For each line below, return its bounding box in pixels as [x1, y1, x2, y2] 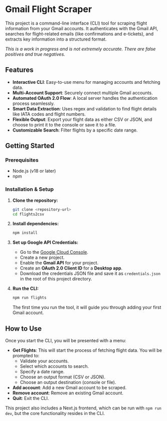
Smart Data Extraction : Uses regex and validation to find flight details [12, 105, 157, 111]
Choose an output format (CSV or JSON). [20, 374, 106, 380]
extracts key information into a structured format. [5, 36, 107, 42]
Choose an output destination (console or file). [20, 379, 116, 385]
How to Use [5, 324, 42, 333]
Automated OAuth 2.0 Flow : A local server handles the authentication [12, 95, 158, 101]
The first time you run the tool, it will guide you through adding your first [12, 305, 161, 311]
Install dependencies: [12, 221, 59, 227]
